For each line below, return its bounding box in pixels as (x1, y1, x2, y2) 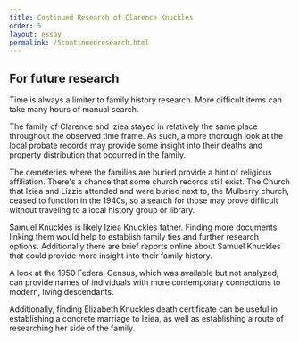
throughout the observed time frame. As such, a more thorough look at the (9, 131, 284, 142)
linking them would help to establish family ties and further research (9, 232, 260, 242)
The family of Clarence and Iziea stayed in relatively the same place (9, 121, 258, 132)
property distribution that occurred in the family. (9, 150, 186, 160)
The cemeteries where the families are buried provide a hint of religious (9, 167, 272, 178)
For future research (9, 70, 120, 85)
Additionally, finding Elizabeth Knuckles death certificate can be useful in (9, 304, 278, 314)
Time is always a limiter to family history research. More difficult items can (9, 94, 283, 105)
